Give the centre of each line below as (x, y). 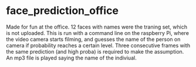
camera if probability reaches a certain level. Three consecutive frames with (98, 45)
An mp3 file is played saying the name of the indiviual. (71, 58)
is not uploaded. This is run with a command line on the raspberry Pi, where (98, 33)
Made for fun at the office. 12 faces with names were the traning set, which (97, 27)
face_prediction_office (62, 11)
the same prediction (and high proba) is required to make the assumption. (95, 51)
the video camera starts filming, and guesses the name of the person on (93, 39)
